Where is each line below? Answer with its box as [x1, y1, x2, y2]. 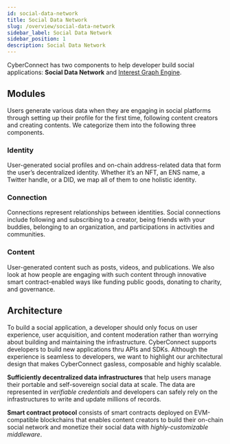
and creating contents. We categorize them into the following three [7, 121, 196, 129]
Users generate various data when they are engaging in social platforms [7, 106, 211, 114]
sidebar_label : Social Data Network [7, 29, 112, 36]
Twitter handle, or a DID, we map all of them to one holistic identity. [7, 176, 197, 184]
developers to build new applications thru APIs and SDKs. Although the [7, 345, 208, 353]
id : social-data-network [7, 10, 78, 17]
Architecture [7, 305, 63, 317]
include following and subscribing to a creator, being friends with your [7, 216, 205, 224]
